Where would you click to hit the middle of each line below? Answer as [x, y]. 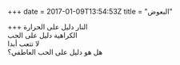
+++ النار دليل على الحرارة [48, 27]
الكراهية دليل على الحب [42, 35]
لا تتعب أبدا [24, 44]
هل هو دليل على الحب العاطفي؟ [55, 52]
